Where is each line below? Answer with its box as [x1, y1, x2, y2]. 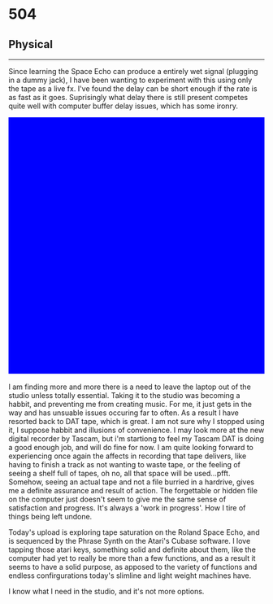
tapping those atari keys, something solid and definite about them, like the [8, 545, 256, 554]
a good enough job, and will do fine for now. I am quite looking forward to [8, 443, 254, 452]
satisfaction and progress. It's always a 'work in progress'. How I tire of [8, 503, 246, 513]
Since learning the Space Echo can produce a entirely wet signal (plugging [8, 67, 258, 76]
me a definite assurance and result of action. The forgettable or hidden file [8, 486, 258, 495]
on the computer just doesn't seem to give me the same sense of [8, 494, 227, 504]
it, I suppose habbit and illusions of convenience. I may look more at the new [8, 425, 265, 435]
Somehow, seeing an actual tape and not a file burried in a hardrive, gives [8, 477, 254, 487]
